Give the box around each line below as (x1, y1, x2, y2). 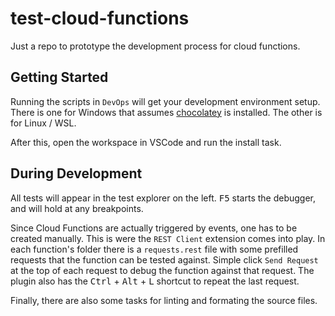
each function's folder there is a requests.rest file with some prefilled (10, 243, 299, 255)
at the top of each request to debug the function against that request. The (10, 264, 315, 276)
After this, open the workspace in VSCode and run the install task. (10, 136, 282, 148)
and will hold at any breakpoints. (10, 202, 144, 214)
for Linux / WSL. (10, 117, 77, 129)
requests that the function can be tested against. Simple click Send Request (10, 253, 319, 266)
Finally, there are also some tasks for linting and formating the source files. (10, 294, 318, 306)
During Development (10, 165, 143, 182)
